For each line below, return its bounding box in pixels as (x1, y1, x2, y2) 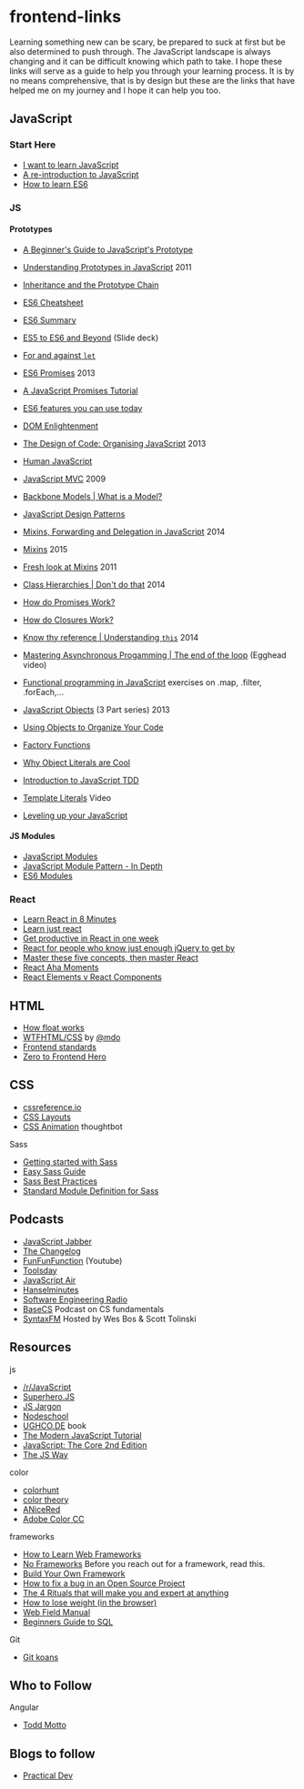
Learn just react (22, 924, 82, 935)
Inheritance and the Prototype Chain (22, 279, 159, 290)
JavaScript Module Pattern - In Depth (22, 860, 164, 871)
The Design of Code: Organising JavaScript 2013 (22, 438, 207, 449)
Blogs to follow (9, 1745, 96, 1762)
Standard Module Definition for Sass (22, 1185, 159, 1196)
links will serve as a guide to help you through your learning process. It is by (9, 66, 295, 76)
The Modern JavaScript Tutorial (22, 1430, 143, 1440)
